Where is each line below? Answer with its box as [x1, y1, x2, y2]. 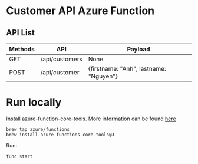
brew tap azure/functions [6, 126, 70, 132]
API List [6, 28, 35, 38]
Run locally [6, 96, 62, 109]
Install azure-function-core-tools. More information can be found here [6, 115, 176, 122]
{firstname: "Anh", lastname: [88, 65, 166, 73]
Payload [127, 45, 150, 53]
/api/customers [40, 55, 82, 63]
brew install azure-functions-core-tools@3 [6, 132, 115, 137]
